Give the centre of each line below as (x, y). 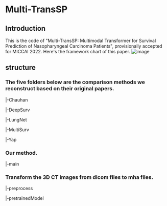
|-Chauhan (17, 100)
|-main (12, 164)
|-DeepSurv (18, 110)
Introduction (26, 28)
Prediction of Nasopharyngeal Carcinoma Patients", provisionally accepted (84, 46)
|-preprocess (19, 189)
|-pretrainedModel (25, 198)
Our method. (21, 153)
